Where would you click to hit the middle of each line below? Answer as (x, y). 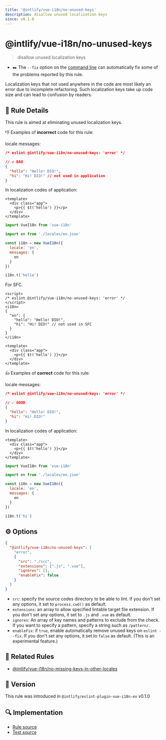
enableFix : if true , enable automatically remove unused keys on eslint (84, 631)
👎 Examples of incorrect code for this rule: (49, 132)
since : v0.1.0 (20, 19)
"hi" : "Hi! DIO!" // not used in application (57, 176)
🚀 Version (20, 685)
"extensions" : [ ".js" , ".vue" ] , (52, 566)
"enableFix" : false (38, 575)
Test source (25, 733)
